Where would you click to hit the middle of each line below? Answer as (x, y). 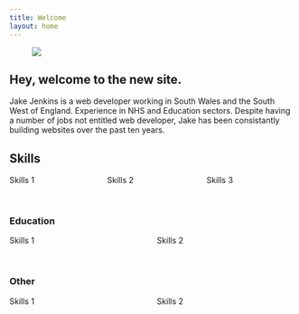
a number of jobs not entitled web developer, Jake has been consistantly (145, 120)
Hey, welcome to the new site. (96, 79)
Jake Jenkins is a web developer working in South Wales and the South (142, 101)
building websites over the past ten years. (87, 130)
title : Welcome (38, 18)
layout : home (34, 26)
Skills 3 (220, 180)
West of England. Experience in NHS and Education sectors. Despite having (150, 111)
